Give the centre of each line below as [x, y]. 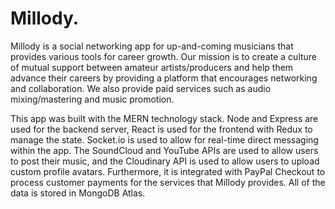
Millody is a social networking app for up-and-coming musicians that [152, 46]
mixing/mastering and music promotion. [92, 99]
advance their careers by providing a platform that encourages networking [164, 78]
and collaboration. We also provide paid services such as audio [141, 88]
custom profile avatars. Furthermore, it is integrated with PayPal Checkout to [168, 171]
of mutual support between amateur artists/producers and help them [152, 67]
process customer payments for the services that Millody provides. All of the [168, 182]
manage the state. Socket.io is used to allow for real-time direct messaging [164, 139]
